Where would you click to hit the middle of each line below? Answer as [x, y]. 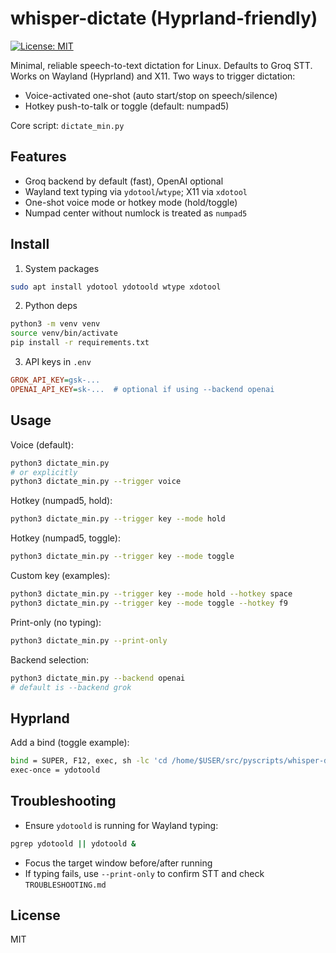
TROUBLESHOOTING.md [65, 885]
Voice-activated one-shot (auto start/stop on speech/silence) [151, 95]
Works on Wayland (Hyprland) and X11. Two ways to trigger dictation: [153, 76]
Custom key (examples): [60, 575]
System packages [62, 268]
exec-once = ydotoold [55, 770]
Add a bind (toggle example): [70, 743]
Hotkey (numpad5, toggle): [65, 538]
